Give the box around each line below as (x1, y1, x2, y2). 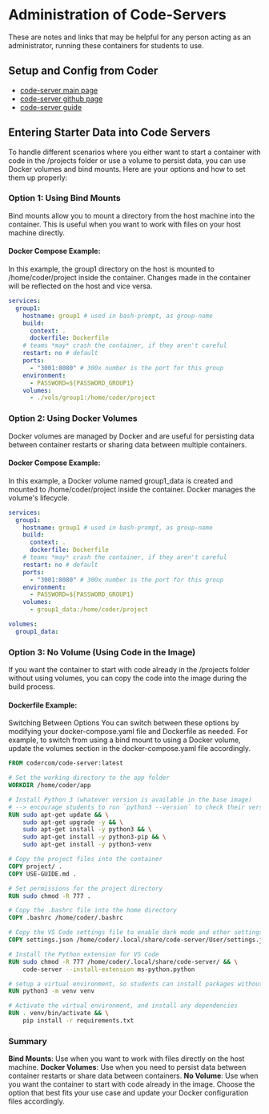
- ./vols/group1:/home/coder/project (29, 394, 156, 402)
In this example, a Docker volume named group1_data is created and (8, 475, 234, 485)
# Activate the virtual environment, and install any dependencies (8, 1002, 239, 1010)
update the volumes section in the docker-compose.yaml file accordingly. (8, 744, 251, 753)
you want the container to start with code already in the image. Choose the (8, 1079, 255, 1089)
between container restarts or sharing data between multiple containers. (8, 439, 247, 449)
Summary (8, 1035, 48, 1047)
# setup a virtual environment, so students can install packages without (8, 980, 263, 988)
